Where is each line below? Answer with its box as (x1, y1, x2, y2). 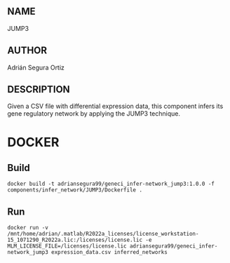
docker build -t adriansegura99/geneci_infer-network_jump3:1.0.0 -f (7, 180, 215, 188)
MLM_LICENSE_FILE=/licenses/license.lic (7, 243, 128, 250)
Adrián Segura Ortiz (7, 63, 65, 72)
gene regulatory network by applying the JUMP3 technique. (7, 109, 181, 118)
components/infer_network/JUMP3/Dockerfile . (7, 187, 142, 194)
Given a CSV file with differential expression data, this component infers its (7, 102, 224, 111)
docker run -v (7, 224, 49, 231)
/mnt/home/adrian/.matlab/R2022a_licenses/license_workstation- (7, 231, 199, 238)
